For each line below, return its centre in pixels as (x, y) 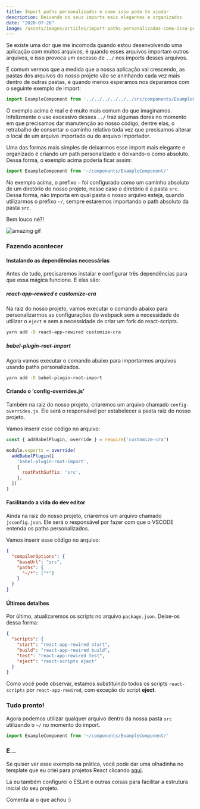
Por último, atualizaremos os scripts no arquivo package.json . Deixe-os (93, 616)
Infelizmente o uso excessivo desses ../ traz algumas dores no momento (96, 117)
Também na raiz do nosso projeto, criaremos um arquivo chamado (88, 405)
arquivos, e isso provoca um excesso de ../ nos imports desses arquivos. (97, 58)
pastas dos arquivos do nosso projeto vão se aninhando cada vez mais (93, 76)
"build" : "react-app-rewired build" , (64, 650)
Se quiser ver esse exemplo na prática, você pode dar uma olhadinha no (95, 764)
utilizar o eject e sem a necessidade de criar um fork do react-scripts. (92, 321)
